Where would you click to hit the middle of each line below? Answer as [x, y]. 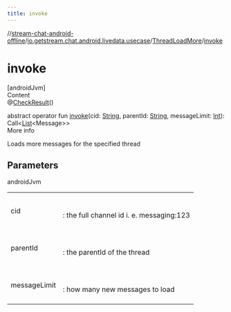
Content [19, 95]
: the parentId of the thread [106, 253]
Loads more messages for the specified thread [74, 144]
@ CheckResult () [30, 102]
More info [21, 130]
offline [16, 40]
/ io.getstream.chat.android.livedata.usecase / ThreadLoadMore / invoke [124, 40]
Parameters [33, 165]
